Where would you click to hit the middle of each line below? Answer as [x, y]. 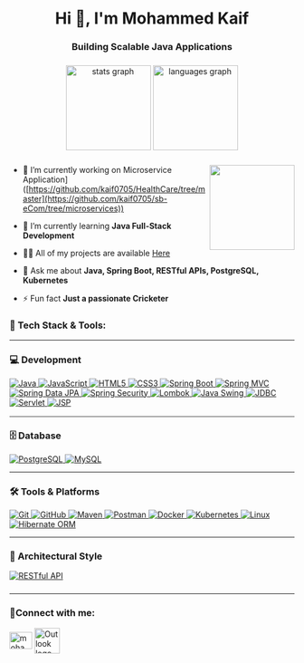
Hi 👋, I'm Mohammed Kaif [152, 19]
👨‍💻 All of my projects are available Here [96, 253]
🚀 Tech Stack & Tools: [58, 325]
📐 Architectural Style [56, 556]
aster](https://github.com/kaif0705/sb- [95, 198]
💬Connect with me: [52, 613]
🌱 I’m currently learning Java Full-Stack [97, 226]
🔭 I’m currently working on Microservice [97, 169]
